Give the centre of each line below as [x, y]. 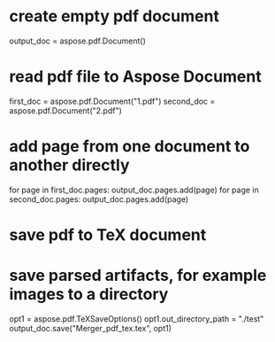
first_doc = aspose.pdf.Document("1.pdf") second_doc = [112, 101]
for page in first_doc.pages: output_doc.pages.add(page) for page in [134, 190]
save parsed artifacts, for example [138, 276]
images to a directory [89, 295]
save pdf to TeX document [108, 235]
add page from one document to [130, 147]
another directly [69, 165]
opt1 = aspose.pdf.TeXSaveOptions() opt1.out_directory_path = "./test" [137, 319]
